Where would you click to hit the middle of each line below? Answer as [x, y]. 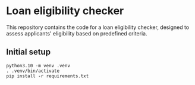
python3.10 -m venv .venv [38, 66]
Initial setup [29, 52]
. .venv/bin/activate [33, 71]
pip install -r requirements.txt [48, 76]
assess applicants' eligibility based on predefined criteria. [77, 33]
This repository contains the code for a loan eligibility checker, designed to [98, 27]
